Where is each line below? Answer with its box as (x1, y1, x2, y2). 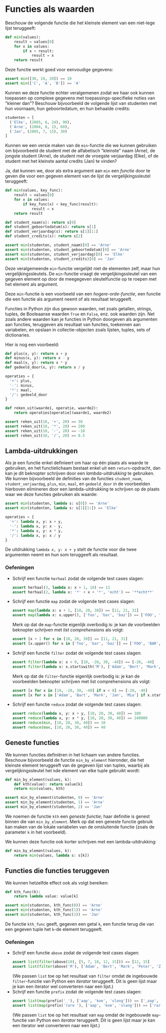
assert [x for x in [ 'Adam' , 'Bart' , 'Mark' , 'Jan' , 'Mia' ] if (12, 692, 146, 697)
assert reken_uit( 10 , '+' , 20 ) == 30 (5, 419, 83, 424)
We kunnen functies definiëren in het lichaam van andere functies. (5, 751, 140, 758)
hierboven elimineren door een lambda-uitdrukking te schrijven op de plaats (5, 486, 160, 492)
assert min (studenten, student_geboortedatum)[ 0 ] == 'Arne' (5, 247, 132, 252)
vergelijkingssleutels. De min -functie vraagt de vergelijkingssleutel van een (5, 271, 157, 277)
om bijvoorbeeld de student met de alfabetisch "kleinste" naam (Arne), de (5, 148, 156, 154)
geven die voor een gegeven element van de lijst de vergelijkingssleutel (5, 173, 151, 179)
